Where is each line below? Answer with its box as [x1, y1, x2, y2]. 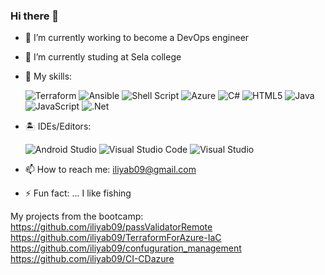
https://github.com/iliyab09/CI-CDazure [10, 253, 175, 265]
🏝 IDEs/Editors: [24, 120, 92, 133]
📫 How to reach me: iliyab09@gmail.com [24, 164, 197, 176]
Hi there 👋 [10, 9, 60, 23]
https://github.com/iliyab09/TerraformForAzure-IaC [10, 232, 222, 244]
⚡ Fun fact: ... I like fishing [24, 187, 132, 199]
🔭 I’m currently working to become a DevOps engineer [24, 32, 250, 44]
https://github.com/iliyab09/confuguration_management [10, 242, 242, 254]
